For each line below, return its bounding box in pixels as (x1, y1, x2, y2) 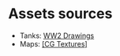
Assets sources (8, 5, 113, 23)
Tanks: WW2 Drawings (19, 31, 95, 40)
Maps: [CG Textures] (19, 39, 88, 48)
